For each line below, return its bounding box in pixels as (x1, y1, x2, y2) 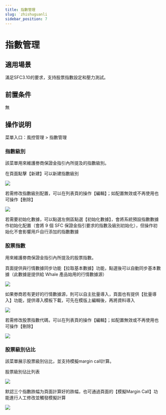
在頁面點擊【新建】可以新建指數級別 (5, 171, 79, 177)
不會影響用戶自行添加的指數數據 (13, 229, 79, 235)
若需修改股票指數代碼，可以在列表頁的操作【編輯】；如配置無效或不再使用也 (5, 317, 159, 323)
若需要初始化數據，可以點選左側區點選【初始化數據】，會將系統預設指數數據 (5, 216, 159, 223)
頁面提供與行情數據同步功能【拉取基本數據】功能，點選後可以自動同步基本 (5, 265, 157, 271)
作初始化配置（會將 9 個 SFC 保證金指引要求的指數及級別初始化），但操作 (5, 223, 153, 229)
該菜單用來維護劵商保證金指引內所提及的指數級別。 (5, 160, 109, 166)
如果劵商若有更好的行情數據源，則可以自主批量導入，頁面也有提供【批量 (5, 291, 152, 297)
